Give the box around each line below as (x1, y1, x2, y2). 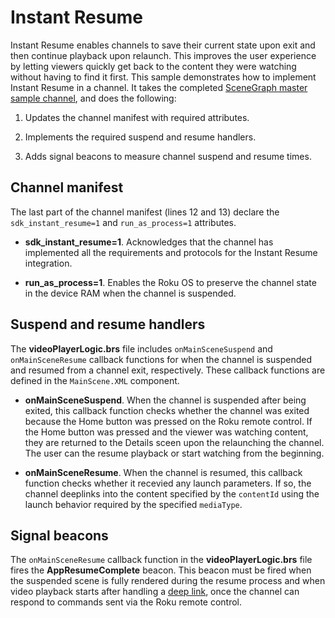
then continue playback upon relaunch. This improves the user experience (10, 49, 317, 61)
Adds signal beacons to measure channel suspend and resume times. (24, 150, 312, 162)
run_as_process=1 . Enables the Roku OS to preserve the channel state (24, 276, 317, 288)
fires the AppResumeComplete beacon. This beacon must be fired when (10, 564, 312, 576)
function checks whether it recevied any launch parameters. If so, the (24, 477, 312, 489)
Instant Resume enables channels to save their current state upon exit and (10, 39, 316, 51)
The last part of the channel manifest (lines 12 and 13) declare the (10, 206, 280, 218)
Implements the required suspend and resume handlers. (24, 131, 257, 143)
